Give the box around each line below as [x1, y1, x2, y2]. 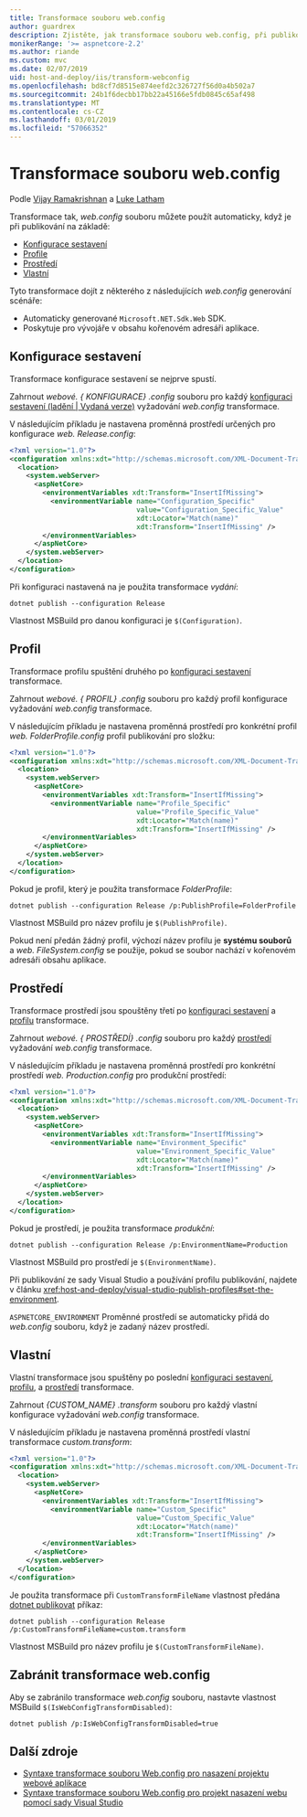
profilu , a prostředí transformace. [9, 1381, 134, 1392]
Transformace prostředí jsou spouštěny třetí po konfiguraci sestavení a [9, 1004, 276, 1015]
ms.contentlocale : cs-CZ [9, 107, 104, 116]
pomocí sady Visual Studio [22, 1797, 123, 1808]
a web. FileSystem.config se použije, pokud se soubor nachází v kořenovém [9, 944, 296, 955]
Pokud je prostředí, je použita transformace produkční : [9, 1222, 215, 1234]
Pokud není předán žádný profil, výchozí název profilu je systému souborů [9, 934, 292, 946]
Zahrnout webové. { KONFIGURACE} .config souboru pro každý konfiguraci [9, 390, 293, 402]
